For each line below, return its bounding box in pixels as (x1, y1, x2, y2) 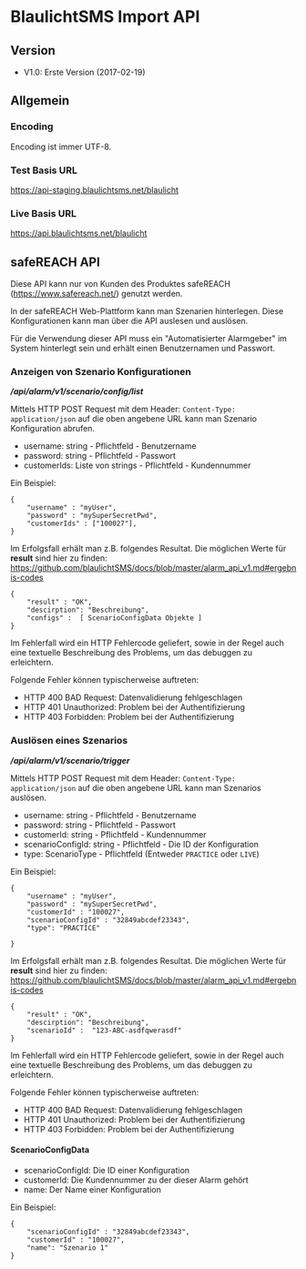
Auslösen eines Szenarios (10, 735, 128, 747)
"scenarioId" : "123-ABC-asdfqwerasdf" (26, 1026, 182, 1035)
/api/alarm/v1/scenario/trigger (10, 755, 130, 766)
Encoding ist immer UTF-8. (10, 141, 112, 152)
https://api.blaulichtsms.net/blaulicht (10, 228, 148, 239)
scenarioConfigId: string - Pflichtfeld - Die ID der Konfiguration (23, 838, 259, 849)
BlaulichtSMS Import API (10, 6, 200, 27)
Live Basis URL (10, 207, 76, 219)
